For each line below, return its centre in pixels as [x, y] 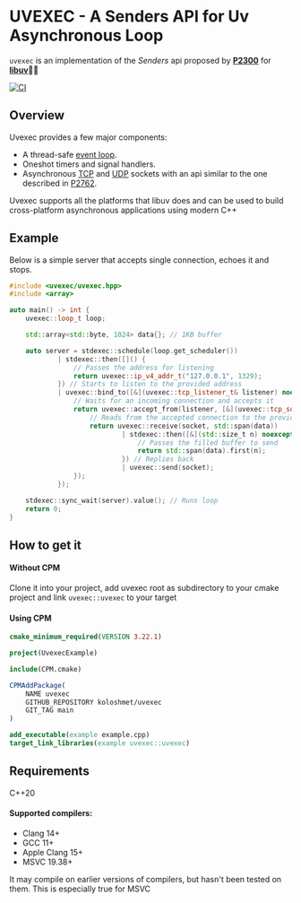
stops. [21, 269]
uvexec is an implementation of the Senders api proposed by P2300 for [140, 60]
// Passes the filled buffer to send [208, 443]
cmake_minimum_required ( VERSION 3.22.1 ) [86, 637]
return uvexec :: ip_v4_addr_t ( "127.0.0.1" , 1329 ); [168, 376]
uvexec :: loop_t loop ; [65, 319]
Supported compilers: [51, 813]
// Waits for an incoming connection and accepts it [174, 401]
